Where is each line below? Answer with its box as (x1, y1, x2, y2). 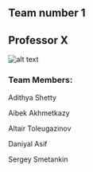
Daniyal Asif (8, 139, 48, 148)
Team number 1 (8, 6, 86, 20)
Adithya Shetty (8, 92, 57, 102)
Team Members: (8, 75, 73, 86)
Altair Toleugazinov (8, 123, 72, 133)
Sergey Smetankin (8, 154, 68, 164)
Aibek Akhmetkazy (8, 107, 70, 118)
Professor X (8, 33, 69, 47)
